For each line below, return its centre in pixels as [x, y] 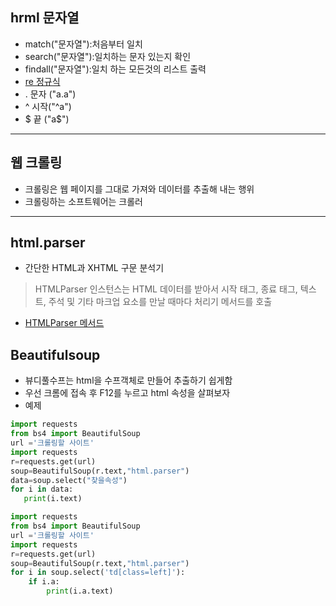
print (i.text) [53, 499]
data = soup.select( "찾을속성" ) [69, 480]
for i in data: [42, 489]
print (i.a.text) [80, 591]
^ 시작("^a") [48, 106]
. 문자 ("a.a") [50, 94]
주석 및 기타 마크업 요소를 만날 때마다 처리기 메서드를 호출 [160, 302]
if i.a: [44, 582]
